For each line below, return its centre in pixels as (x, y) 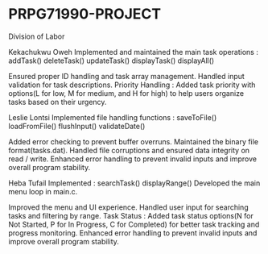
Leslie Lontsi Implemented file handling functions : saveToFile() (113, 117)
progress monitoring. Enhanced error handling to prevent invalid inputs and (133, 233)
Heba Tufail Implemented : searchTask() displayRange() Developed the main (134, 183)
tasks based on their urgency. (58, 102)
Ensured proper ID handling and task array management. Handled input (127, 76)
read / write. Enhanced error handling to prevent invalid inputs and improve (133, 159)
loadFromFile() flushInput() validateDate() (77, 126)
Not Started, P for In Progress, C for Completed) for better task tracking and (134, 224)
